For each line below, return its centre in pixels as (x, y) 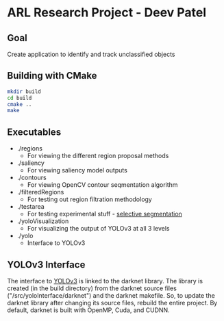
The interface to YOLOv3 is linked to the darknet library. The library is (105, 281)
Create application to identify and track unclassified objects (91, 54)
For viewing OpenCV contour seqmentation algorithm (102, 185)
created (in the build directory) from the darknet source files (92, 288)
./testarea (30, 207)
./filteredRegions (40, 192)
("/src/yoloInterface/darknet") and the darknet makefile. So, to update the (111, 295)
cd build (20, 98)
